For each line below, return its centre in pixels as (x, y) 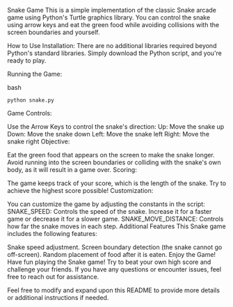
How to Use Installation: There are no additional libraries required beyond (112, 46)
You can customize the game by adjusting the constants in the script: (106, 204)
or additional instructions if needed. (58, 298)
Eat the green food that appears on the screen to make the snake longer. (111, 155)
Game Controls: (30, 113)
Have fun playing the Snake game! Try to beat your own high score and (109, 262)
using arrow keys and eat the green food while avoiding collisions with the (113, 25)
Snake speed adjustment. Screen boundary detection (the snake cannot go (115, 247)
